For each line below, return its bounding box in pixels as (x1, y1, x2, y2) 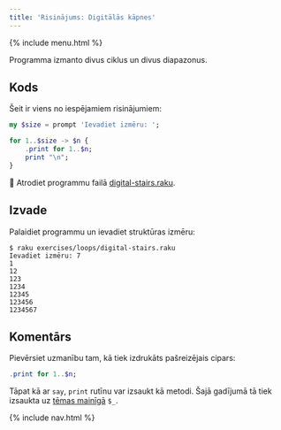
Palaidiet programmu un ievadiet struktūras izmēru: (9, 227, 196, 237)
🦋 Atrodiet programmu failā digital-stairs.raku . (9, 177, 176, 188)
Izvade (9, 203, 48, 218)
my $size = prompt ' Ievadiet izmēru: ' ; (9, 120, 161, 129)
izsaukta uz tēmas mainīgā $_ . (9, 395, 118, 406)
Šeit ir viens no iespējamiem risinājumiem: (9, 104, 162, 114)
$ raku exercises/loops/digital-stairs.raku (9, 243, 176, 252)
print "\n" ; (25, 153, 69, 162)
